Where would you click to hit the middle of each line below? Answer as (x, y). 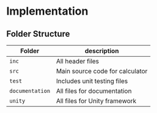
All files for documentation (94, 91)
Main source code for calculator (102, 71)
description (102, 51)
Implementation (47, 11)
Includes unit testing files (92, 81)
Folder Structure (38, 34)
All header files (78, 61)
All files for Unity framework (96, 101)
